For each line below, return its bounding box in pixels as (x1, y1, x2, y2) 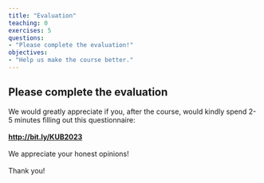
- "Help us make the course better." (8, 56, 134, 64)
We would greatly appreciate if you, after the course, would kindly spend (8, 107, 247, 116)
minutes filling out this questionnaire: (14, 115, 136, 124)
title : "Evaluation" (8, 11, 77, 20)
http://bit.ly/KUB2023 (8, 132, 83, 142)
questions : (8, 33, 45, 42)
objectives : (8, 49, 48, 56)
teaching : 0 (8, 19, 48, 27)
